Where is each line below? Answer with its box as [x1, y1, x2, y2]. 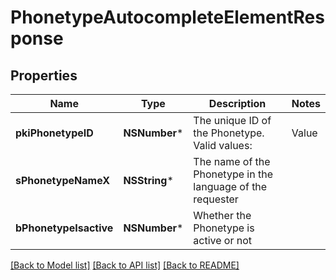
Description [208, 97, 267, 110]
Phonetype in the [193, 167, 273, 181]
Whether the [193, 209, 252, 222]
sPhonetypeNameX [15, 174, 111, 187]
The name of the [193, 155, 271, 168]
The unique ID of [193, 114, 272, 127]
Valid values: [193, 139, 253, 152]
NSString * [123, 174, 174, 187]
